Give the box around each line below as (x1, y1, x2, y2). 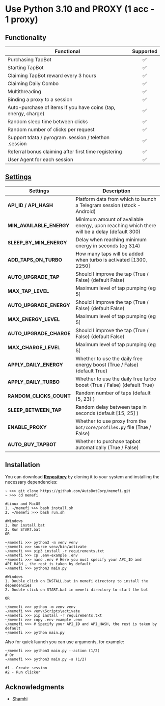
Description (102, 187, 131, 194)
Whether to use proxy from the (75, 418, 146, 424)
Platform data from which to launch (75, 195, 157, 202)
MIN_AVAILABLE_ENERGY (7, 222, 70, 229)
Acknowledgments (5, 683, 65, 691)
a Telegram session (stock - (75, 202, 141, 209)
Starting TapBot (7, 64, 44, 71)
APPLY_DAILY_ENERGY (7, 361, 63, 368)
